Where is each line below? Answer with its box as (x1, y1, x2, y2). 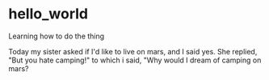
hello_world (8, 5, 89, 23)
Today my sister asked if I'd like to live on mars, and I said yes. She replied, (8, 46, 258, 56)
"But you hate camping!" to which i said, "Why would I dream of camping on (8, 55, 262, 65)
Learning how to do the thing (8, 31, 105, 41)
